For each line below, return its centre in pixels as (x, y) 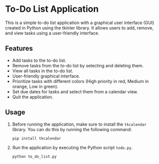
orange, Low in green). (35, 86)
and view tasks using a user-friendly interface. (52, 33)
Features (19, 48)
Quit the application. (33, 97)
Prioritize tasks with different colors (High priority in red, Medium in (80, 81)
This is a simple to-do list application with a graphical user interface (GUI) (80, 23)
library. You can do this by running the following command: (72, 129)
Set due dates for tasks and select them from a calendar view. (75, 91)
